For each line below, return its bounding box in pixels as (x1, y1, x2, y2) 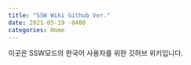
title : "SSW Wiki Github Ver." (8, 11, 111, 20)
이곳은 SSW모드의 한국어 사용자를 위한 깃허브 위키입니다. (8, 49, 183, 58)
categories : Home (8, 26, 65, 34)
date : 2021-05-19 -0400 (8, 19, 86, 27)
